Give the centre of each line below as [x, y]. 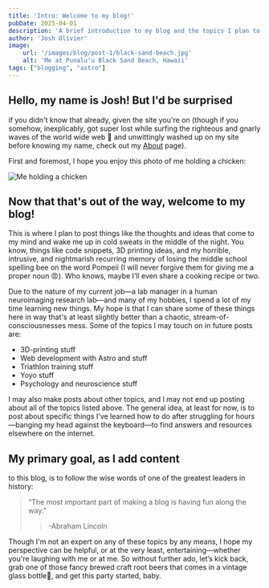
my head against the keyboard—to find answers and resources [148, 425]
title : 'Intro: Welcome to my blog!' [71, 16]
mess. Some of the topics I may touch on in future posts [160, 326]
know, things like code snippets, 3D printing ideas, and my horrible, [120, 250]
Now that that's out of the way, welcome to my [127, 201]
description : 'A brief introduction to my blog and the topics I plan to [134, 30]
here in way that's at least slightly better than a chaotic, [100, 317]
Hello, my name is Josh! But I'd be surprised [120, 101]
